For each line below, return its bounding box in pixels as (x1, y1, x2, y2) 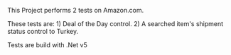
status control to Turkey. (7, 28, 79, 35)
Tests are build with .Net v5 (7, 41, 87, 49)
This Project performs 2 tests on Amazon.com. (7, 6, 144, 14)
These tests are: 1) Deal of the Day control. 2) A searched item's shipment (7, 20, 224, 28)
